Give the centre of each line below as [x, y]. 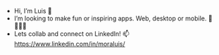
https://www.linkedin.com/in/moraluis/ [69, 44]
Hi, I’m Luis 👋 [33, 11]
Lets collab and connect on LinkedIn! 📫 [71, 34]
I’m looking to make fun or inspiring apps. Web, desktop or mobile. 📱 [113, 18]
